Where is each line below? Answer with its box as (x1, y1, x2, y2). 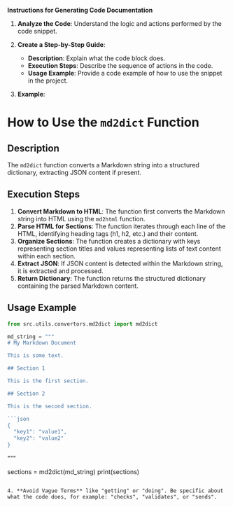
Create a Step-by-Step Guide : (17, 41, 106, 48)
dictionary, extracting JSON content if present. (7, 168, 142, 176)
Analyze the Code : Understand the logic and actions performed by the (17, 20, 222, 27)
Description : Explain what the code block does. (27, 54, 166, 62)
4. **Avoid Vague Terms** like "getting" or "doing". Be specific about (7, 487, 224, 494)
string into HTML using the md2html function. (17, 214, 146, 223)
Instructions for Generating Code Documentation (7, 6, 153, 14)
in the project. (27, 76, 69, 85)
